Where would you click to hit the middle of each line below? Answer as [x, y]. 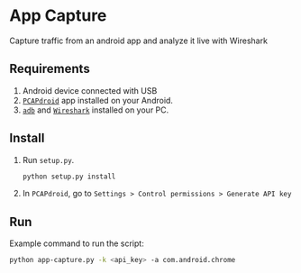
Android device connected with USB [90, 90]
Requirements [50, 69]
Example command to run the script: [77, 243]
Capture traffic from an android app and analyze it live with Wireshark [139, 41]
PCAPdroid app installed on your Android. [98, 100]
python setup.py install [69, 177]
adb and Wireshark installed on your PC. [96, 110]
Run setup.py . [48, 159]
